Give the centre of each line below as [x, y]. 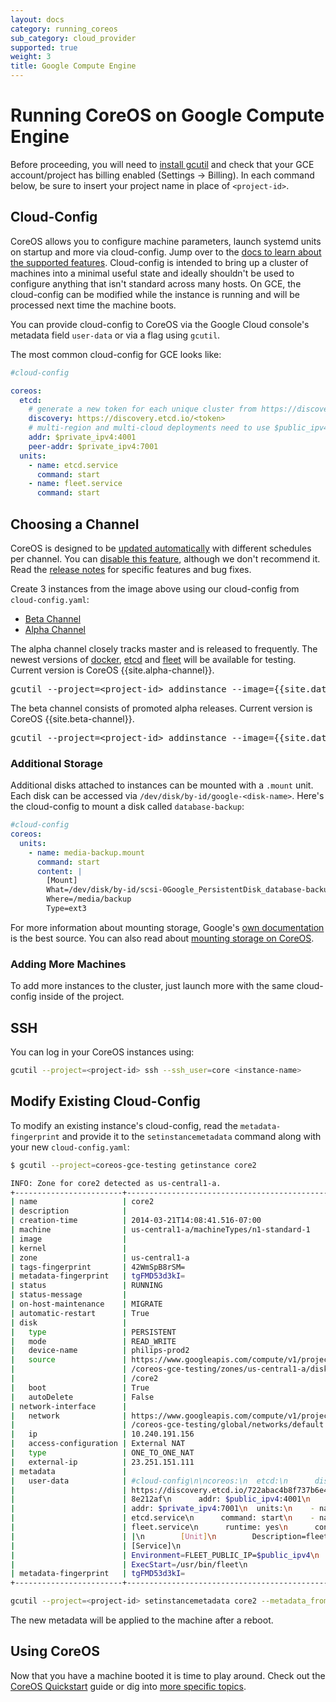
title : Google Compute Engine [73, 66]
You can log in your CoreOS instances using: [102, 1052]
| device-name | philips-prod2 [100, 1351]
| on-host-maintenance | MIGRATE [86, 1304]
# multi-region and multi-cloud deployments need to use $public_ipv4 [178, 428]
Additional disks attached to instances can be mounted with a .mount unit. [162, 785]
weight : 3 [31, 57]
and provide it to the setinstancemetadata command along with [191, 1136]
